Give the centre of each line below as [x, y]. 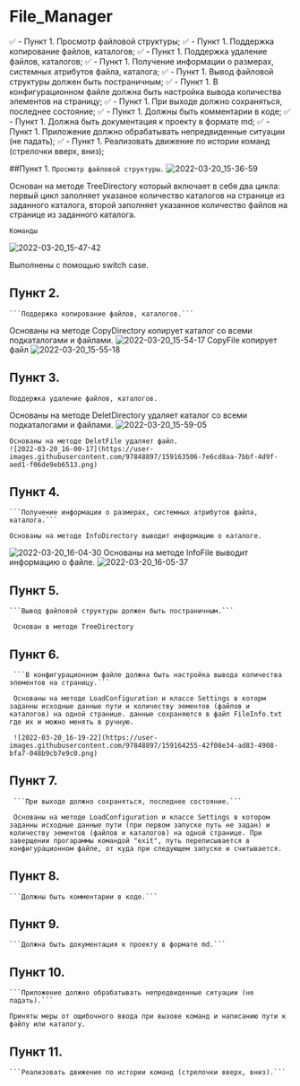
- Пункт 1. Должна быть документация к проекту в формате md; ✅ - [140, 121]
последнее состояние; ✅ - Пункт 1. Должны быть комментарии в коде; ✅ [150, 111]
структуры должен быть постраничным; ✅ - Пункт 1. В [114, 82]
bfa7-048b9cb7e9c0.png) [54, 753]
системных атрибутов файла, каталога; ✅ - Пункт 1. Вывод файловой [141, 71]
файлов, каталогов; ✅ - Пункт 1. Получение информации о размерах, [142, 61]
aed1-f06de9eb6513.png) [54, 465]
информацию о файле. [52, 562]
